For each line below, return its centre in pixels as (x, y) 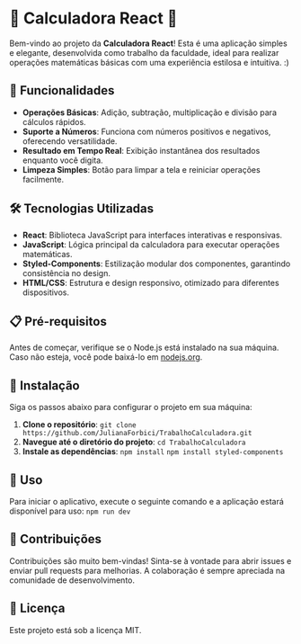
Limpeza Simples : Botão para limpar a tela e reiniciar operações (141, 169)
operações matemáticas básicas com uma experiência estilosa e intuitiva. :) (149, 62)
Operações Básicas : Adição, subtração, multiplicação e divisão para (149, 112)
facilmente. (43, 179)
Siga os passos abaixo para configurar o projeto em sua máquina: (131, 407)
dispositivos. (46, 292)
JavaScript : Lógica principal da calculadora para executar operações (151, 244)
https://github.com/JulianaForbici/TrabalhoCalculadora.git (137, 434)
